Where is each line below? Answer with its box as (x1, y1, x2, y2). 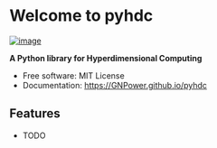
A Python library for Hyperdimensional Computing (9, 52, 203, 63)
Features (9, 106, 61, 122)
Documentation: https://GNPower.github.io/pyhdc (22, 79, 208, 90)
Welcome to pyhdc (9, 5, 154, 26)
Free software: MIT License (22, 69, 125, 81)
